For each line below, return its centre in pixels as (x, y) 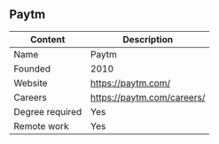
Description (148, 39)
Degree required (48, 111)
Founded (32, 68)
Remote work (41, 125)
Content (47, 39)
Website (31, 83)
